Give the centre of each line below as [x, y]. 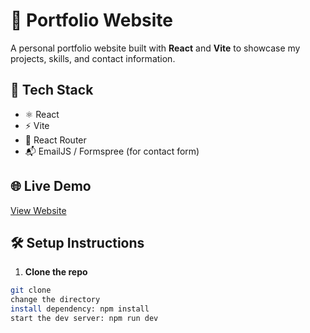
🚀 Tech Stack [52, 90]
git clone [31, 290]
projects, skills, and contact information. [93, 58]
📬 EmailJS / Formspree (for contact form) [112, 151]
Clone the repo [56, 272]
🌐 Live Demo [51, 186]
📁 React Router [55, 140]
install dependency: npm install [80, 309]
